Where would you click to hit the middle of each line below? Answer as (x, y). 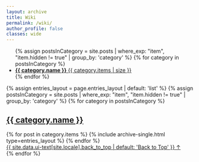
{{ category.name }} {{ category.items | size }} (73, 70)
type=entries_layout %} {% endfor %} (53, 140)
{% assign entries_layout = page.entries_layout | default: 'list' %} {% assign (100, 88)
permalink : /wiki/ (29, 23)
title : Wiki (21, 17)
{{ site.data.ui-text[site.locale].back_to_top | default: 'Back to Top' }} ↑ (93, 147)
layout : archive (26, 12)
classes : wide (24, 34)
